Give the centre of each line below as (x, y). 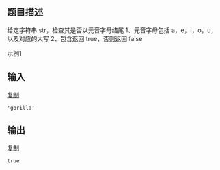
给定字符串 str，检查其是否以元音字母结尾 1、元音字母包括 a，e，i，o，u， (112, 30)
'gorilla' (21, 108)
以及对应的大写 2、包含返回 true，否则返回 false (75, 38)
